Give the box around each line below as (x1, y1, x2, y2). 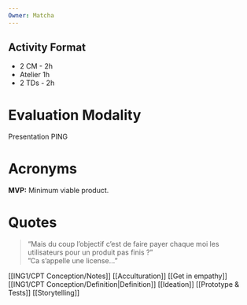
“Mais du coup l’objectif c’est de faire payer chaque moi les (27, 240, 219, 249)
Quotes (8, 214, 57, 231)
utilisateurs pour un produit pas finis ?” (27, 247, 153, 257)
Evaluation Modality (8, 106, 142, 124)
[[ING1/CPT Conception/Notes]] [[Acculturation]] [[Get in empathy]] (8, 271, 228, 281)
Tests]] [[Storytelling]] (8, 288, 80, 298)
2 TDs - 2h (19, 78, 55, 87)
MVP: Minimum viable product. (8, 186, 109, 195)
